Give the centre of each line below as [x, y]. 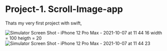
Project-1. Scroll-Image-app [64, 9]
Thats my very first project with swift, [43, 23]
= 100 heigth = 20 [23, 38]
